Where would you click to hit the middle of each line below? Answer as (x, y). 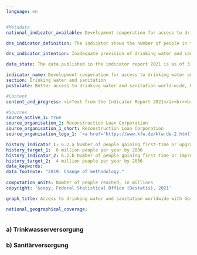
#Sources (17, 112)
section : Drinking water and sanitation (56, 80)
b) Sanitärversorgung (37, 245)
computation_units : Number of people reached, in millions (80, 182)
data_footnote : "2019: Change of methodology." (65, 172)
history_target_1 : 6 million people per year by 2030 (74, 150)
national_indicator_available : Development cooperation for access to (94, 33)
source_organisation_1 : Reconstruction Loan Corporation (77, 123)
